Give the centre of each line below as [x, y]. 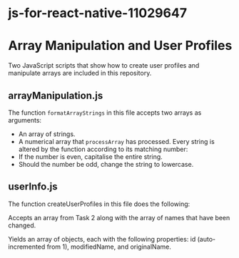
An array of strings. [47, 134]
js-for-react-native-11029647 [98, 13]
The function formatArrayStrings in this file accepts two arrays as [105, 113]
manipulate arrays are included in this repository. [80, 73]
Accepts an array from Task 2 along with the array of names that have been [119, 217]
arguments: [25, 120]
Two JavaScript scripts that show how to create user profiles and [104, 66]
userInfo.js [33, 187]
